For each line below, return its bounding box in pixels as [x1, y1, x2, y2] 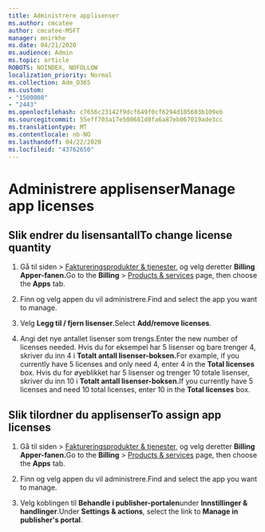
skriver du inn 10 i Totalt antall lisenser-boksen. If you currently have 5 [19, 376, 254, 386]
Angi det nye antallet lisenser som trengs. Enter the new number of [19, 334, 238, 343]
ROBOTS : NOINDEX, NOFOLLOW [8, 64, 98, 72]
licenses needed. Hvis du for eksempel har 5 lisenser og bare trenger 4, [19, 343, 256, 352]
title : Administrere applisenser [8, 11, 120, 20]
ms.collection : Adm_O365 [8, 78, 91, 86]
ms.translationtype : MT [8, 123, 88, 131]
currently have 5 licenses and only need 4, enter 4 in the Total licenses [19, 359, 255, 369]
